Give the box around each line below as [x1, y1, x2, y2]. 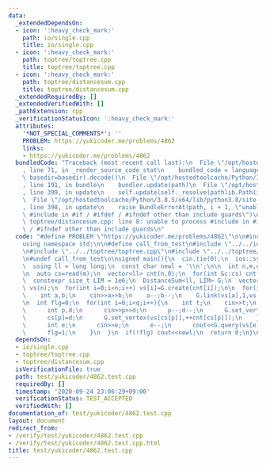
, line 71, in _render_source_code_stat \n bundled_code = [22, 166, 228, 174]
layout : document [8, 417, 66, 425]
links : [22, 144, 44, 152]
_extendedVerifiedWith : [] [15, 100, 104, 108]
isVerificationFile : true [15, 365, 101, 373]
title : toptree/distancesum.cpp [22, 85, 129, 94]
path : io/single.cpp [22, 33, 90, 42]
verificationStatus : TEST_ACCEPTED [15, 395, 133, 403]
